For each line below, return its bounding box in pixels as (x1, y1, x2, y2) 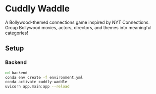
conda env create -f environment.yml (5, 75, 83, 80)
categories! (5, 30, 28, 36)
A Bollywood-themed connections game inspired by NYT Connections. (5, 19, 150, 25)
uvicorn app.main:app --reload (5, 84, 70, 89)
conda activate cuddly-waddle (5, 80, 68, 85)
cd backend (5, 70, 28, 75)
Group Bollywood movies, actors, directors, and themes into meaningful (5, 24, 152, 30)
